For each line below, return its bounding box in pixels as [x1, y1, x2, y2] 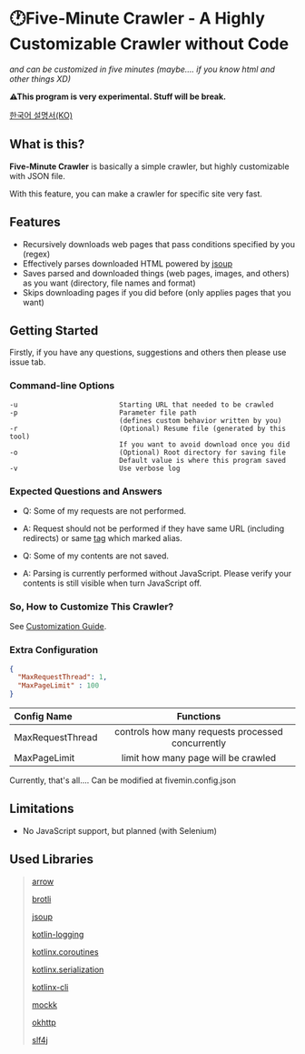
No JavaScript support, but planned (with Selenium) [22, 825, 218, 836]
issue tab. [9, 356, 46, 367]
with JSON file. [9, 170, 65, 181]
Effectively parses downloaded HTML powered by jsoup [22, 257, 233, 269]
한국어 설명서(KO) [9, 109, 74, 120]
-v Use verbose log [9, 464, 181, 473]
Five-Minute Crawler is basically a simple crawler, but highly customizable [9, 161, 290, 172]
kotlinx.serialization [31, 964, 104, 975]
